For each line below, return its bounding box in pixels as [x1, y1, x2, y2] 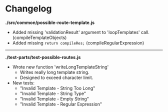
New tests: [12, 79, 35, 85]
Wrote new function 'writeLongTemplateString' [12, 63, 109, 70]
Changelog [5, 3, 52, 14]
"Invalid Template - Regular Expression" [19, 101, 102, 107]
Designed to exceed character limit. [19, 74, 93, 80]
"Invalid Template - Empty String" [19, 95, 89, 101]
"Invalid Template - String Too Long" [19, 85, 95, 91]
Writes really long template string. [19, 69, 89, 75]
